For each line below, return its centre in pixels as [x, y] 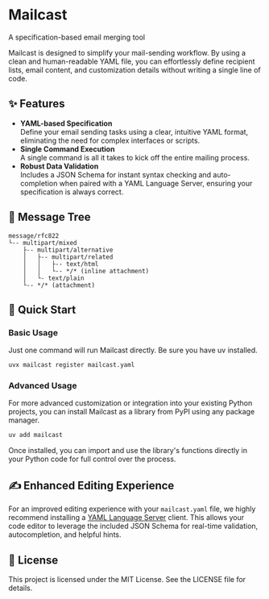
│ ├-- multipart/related [68, 257]
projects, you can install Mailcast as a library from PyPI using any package [132, 412]
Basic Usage [33, 332]
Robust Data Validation [59, 166]
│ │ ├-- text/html [61, 264]
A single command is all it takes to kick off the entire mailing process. [134, 157]
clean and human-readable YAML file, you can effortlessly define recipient [132, 61]
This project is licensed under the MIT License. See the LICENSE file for [127, 579]
